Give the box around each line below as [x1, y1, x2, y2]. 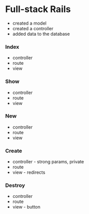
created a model [12, 20, 47, 26]
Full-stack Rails [5, 4, 71, 15]
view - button [12, 204, 41, 210]
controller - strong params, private [12, 159, 84, 165]
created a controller [12, 25, 54, 31]
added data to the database [12, 31, 70, 37]
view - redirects [12, 169, 45, 175]
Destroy [5, 182, 25, 189]
